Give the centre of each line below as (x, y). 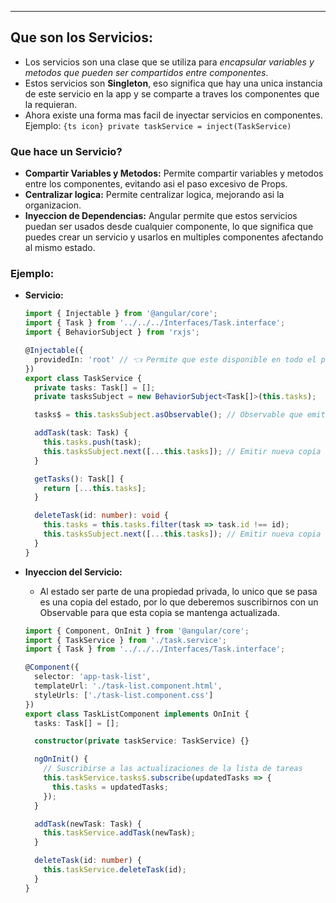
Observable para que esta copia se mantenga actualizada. (159, 612)
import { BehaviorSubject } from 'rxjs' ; (112, 332)
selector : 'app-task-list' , (93, 677)
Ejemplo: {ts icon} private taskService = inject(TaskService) (158, 125)
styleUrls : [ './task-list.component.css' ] (124, 695)
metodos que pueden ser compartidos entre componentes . (146, 72)
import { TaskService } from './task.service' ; (125, 640)
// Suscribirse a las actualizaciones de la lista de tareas (173, 769)
